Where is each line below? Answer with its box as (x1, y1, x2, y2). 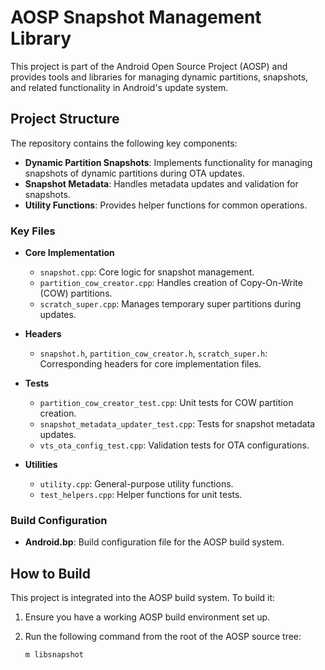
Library (10, 27, 72, 50)
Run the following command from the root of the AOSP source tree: (24, 631, 302, 643)
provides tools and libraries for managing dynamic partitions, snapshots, (10, 71, 309, 83)
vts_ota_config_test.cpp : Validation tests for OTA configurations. (39, 439, 310, 451)
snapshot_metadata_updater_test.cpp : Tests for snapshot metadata (39, 418, 316, 430)
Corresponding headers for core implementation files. (39, 358, 262, 370)
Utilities (24, 459, 58, 471)
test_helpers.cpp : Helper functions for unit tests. (39, 489, 243, 501)
